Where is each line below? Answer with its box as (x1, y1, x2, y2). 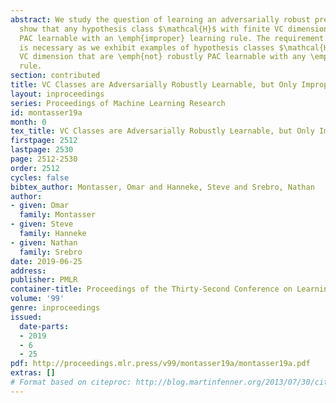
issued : (10, 312, 43, 322)
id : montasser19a (10, 107, 83, 118)
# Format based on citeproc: (10, 377, 132, 387)
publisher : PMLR (10, 275, 78, 285)
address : (10, 266, 47, 276)
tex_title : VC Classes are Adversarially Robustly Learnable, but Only (10, 126, 315, 136)
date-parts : (19, 321, 70, 331)
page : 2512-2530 (10, 154, 78, 164)
